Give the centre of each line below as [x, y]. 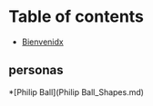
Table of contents [76, 17]
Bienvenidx [43, 42]
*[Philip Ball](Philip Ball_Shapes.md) [76, 92]
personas [36, 70]
